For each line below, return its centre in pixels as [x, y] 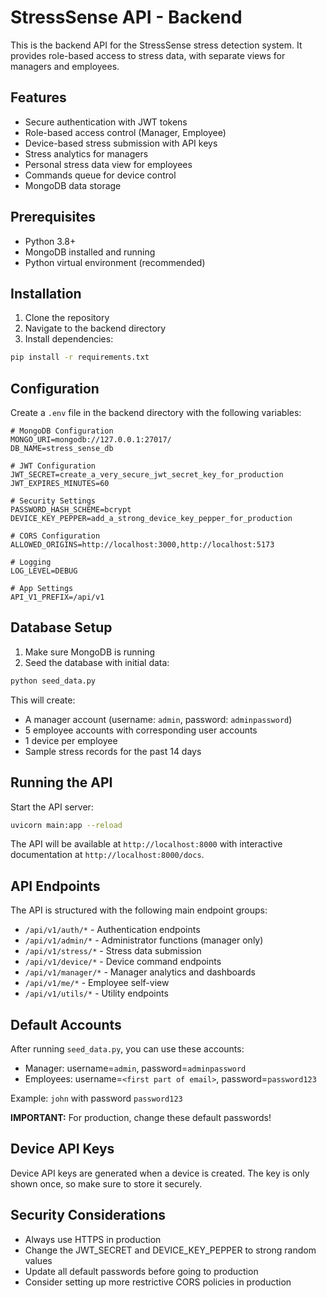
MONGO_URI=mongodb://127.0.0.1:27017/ [91, 440]
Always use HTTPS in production [93, 1239]
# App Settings [42, 589]
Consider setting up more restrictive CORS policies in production [158, 1282]
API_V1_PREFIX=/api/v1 [57, 597]
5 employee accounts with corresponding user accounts [141, 730]
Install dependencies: [69, 339]
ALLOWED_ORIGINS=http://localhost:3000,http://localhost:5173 [142, 545]
